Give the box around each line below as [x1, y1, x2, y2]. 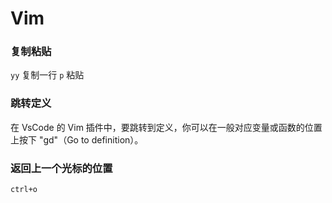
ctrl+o [10, 185, 38, 195]
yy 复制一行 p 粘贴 [10, 69, 85, 81]
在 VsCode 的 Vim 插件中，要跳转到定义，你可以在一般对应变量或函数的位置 [10, 121, 323, 133]
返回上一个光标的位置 [10, 161, 113, 175]
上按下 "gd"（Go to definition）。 [10, 133, 144, 146]
